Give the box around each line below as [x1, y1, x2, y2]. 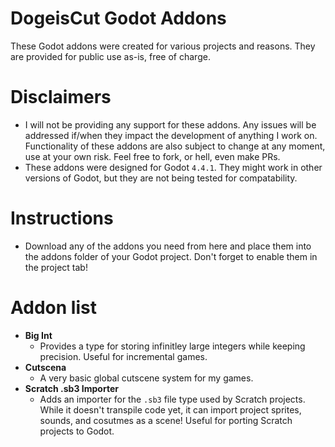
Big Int [24, 329, 53, 341]
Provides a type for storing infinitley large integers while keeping [39, 340, 306, 352]
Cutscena [24, 361, 67, 373]
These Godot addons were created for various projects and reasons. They [10, 40, 316, 52]
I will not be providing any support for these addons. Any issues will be [24, 118, 317, 131]
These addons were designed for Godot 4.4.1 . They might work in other [24, 161, 323, 173]
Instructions [10, 207, 114, 230]
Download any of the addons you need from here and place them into [24, 240, 312, 252]
